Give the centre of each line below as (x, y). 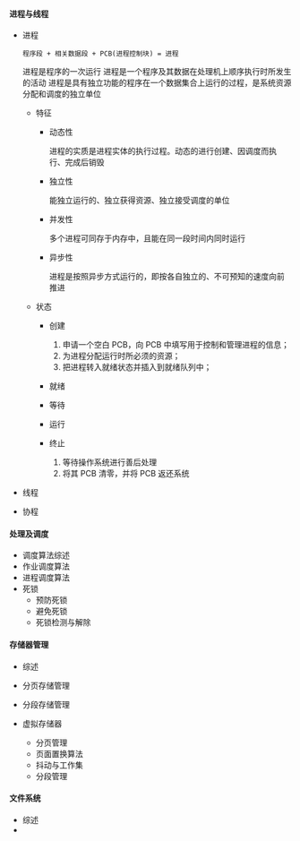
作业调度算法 (46, 566)
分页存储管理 (46, 685)
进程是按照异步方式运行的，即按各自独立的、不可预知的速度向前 (167, 277)
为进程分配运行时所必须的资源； (121, 356)
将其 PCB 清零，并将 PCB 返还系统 (126, 474)
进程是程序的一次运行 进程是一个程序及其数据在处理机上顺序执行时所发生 (157, 72)
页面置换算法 (59, 753)
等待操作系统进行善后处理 (110, 462)
